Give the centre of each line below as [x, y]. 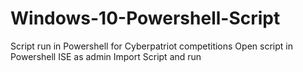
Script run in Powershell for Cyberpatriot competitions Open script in [151, 46]
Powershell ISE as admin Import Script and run [106, 56]
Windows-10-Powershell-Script [145, 18]
